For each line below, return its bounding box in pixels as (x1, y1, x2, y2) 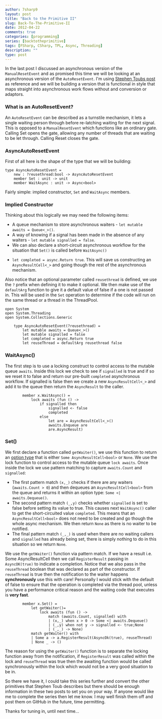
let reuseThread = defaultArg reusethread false (22, 341, 122, 345)
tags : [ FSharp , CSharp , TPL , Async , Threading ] (5, 43, 103, 48)
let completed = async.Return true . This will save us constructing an (12, 257, 151, 263)
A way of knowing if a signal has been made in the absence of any (12, 232, 145, 238)
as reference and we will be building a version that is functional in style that (5, 81, 155, 87)
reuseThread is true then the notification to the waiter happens (5, 571, 128, 577)
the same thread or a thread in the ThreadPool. (5, 297, 98, 303)
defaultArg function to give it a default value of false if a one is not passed (5, 287, 153, 293)
